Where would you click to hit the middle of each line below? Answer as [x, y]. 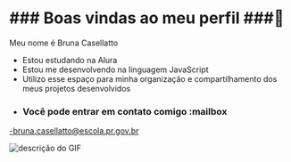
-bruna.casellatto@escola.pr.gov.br [74, 131]
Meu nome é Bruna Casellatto [64, 43]
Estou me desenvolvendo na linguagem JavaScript [115, 69]
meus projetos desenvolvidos [76, 88]
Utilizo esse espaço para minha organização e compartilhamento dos [150, 78]
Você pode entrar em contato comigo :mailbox [125, 111]
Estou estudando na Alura [70, 60]
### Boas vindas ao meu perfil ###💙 [147, 18]
